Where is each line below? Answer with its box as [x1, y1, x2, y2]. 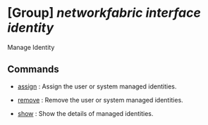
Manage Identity [7, 43, 55, 51]
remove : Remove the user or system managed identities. [17, 96, 183, 104]
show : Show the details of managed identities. [17, 109, 154, 117]
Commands [7, 63, 60, 75]
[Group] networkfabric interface [7, 5, 201, 21]
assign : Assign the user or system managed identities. [17, 82, 177, 91]
